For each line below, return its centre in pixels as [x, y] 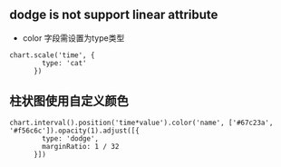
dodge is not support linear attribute [114, 15]
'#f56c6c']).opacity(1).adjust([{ [75, 131]
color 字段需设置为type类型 [73, 38]
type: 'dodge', [71, 138]
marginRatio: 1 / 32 [81, 146]
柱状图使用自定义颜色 [69, 101]
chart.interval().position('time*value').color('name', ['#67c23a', [141, 123]
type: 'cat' [65, 63]
